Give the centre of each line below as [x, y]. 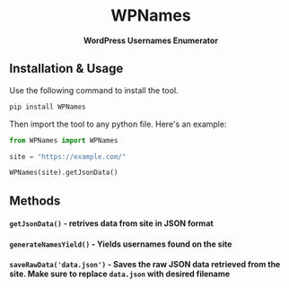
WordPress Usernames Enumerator [151, 40]
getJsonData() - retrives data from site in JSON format [111, 223]
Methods [35, 201]
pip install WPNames [48, 107]
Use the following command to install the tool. [94, 90]
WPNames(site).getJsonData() [64, 173]
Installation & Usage [66, 69]
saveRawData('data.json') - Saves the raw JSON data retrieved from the [145, 265]
